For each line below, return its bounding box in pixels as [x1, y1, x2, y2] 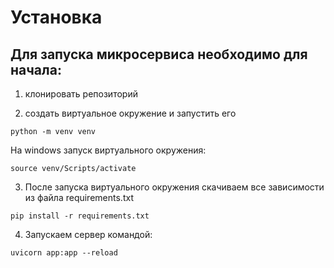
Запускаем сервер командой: [24, 229, 153, 240]
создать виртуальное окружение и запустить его [24, 107, 237, 119]
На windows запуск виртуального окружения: [10, 144, 207, 156]
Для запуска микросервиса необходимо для [10, 46, 308, 63]
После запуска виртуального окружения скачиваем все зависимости [24, 181, 325, 193]
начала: [10, 61, 62, 78]
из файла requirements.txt [24, 192, 134, 203]
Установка [10, 6, 103, 29]
